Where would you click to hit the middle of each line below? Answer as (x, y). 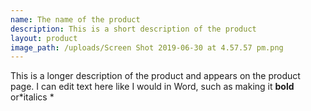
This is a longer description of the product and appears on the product (155, 76)
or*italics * (32, 97)
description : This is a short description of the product (133, 29)
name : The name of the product (75, 19)
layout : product (44, 38)
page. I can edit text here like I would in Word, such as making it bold (152, 87)
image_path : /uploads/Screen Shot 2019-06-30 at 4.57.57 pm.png (147, 47)
